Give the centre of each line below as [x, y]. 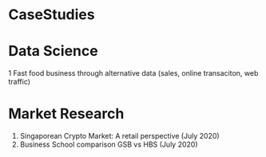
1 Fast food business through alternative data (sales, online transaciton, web [133, 73]
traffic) [19, 82]
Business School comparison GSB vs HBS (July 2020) [109, 144]
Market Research [66, 114]
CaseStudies [52, 15]
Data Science [53, 51]
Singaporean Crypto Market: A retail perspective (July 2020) [119, 136]
